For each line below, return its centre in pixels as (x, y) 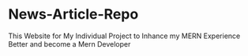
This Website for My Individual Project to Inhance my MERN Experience (124, 36)
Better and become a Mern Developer (70, 44)
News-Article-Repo (73, 14)
